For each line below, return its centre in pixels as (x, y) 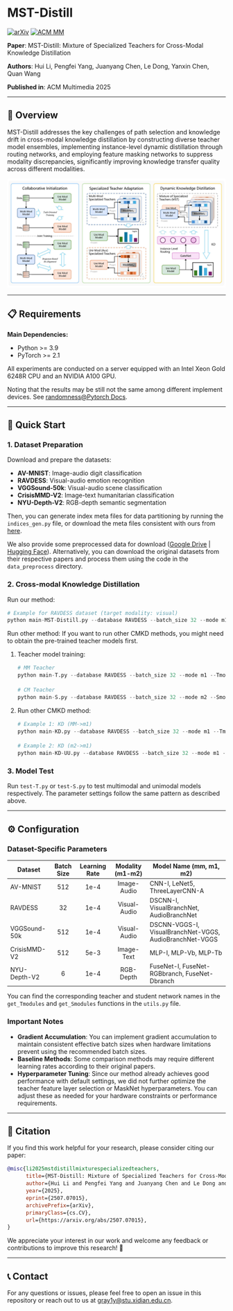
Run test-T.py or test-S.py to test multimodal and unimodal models (104, 786)
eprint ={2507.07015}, (57, 1198)
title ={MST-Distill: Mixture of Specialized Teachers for (111, 1177)
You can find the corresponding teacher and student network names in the (114, 996)
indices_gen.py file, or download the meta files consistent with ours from (111, 523)
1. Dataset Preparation (45, 444)
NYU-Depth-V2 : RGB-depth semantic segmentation (92, 503)
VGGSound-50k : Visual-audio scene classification (89, 488)
